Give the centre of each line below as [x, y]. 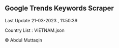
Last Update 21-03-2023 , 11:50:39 [41, 20]
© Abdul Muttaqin [24, 40]
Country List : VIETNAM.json [35, 30]
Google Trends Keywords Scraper [59, 8]
